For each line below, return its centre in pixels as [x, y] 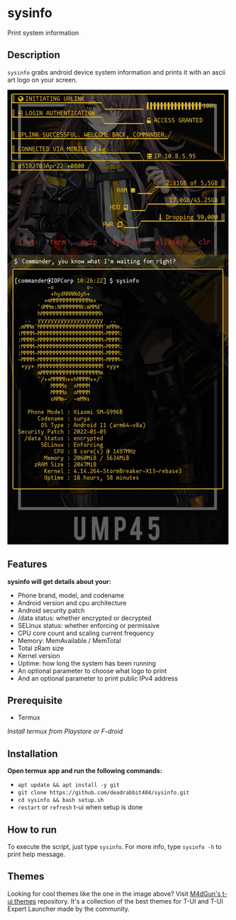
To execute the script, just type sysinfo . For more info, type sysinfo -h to [114, 846]
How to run [32, 829]
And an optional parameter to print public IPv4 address [98, 678]
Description [34, 55]
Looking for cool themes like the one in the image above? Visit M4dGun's [114, 894]
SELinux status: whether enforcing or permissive [89, 625]
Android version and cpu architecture [72, 602]
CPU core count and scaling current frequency [86, 633]
